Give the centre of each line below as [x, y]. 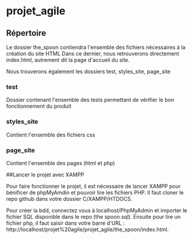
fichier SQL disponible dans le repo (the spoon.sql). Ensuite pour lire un [94, 216]
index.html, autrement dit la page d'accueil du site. [68, 60]
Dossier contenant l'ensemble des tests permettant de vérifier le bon [90, 100]
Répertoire [26, 33]
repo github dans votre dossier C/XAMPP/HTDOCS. [69, 198]
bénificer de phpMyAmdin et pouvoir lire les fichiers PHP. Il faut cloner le [95, 193]
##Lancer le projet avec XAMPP [45, 175]
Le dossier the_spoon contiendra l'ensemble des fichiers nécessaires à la [96, 47]
